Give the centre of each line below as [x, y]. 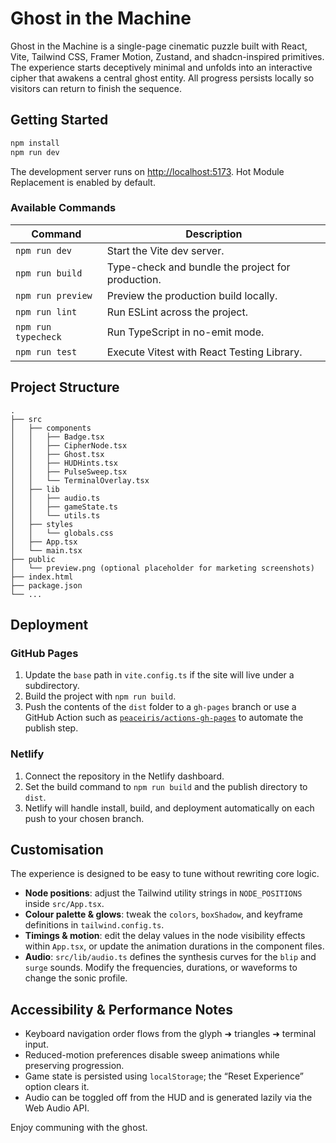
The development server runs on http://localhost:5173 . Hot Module [147, 171]
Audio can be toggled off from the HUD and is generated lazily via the [168, 1098]
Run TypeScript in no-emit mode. [185, 332]
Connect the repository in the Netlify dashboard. [124, 776]
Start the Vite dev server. [165, 250]
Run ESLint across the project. [177, 312]
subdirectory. [52, 686]
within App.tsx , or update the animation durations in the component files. [174, 946]
